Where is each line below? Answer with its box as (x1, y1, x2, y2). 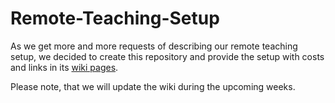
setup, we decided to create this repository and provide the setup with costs (10, 50, 325, 62)
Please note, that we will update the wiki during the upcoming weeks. (10, 80, 296, 92)
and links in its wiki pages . (10, 61, 119, 73)
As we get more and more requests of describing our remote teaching (10, 40, 298, 52)
